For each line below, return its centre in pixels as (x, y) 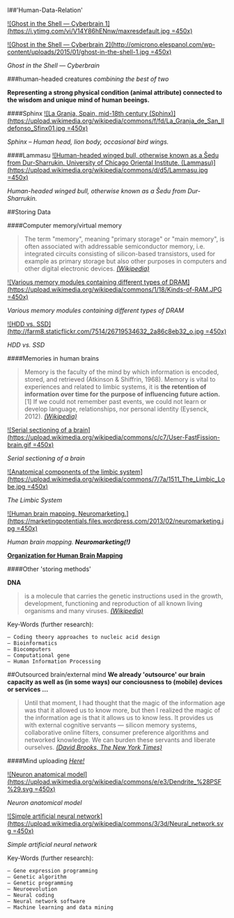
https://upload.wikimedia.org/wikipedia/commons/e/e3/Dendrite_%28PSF (115, 782)
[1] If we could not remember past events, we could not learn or (115, 401)
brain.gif (19, 445)
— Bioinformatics (32, 643)
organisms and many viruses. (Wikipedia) (84, 611)
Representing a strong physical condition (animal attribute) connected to (115, 92)
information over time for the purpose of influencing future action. (122, 394)
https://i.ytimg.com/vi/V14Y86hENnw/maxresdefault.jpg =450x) (101, 31)
